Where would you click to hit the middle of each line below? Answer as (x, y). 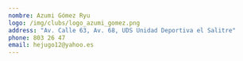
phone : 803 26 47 (37, 38)
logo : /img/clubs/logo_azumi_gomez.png (74, 23)
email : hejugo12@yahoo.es (51, 45)
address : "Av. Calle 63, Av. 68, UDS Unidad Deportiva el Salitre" (122, 30)
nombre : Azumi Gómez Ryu (49, 15)
